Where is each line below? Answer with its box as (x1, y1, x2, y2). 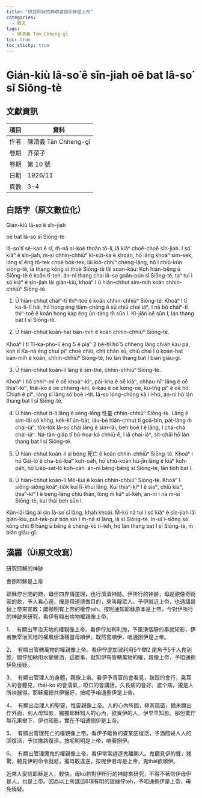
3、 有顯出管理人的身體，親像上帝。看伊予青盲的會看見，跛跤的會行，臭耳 (6, 673, 192, 681)
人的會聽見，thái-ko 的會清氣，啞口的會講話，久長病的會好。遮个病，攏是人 (6, 681, 194, 688)
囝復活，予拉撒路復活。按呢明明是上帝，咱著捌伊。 (6, 737, 133, 744)
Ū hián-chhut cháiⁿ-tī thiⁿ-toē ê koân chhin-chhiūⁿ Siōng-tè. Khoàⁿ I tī (14, 297, 188, 304)
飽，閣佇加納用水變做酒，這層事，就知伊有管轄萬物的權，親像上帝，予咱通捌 (6, 654, 196, 661)
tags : (6, 25, 20, 32)
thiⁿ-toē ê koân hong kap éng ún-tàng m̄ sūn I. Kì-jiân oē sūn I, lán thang (14, 309, 194, 317)
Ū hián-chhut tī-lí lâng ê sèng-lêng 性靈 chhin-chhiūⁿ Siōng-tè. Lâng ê (14, 409, 189, 416)
